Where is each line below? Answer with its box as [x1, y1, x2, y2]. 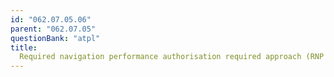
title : [10, 42, 38, 53]
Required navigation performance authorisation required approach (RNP [19, 52, 325, 62]
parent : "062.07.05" [10, 24, 97, 34]
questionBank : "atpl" [10, 33, 101, 43]
